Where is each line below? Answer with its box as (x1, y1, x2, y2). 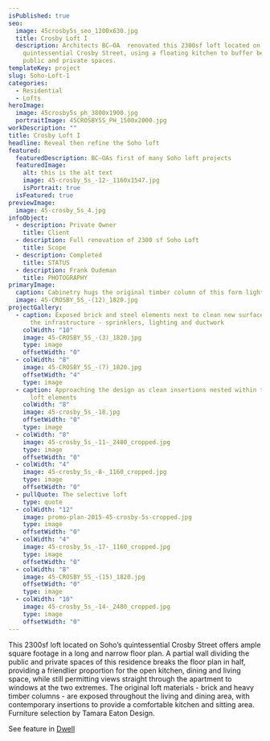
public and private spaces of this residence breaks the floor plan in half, (8, 657, 246, 666)
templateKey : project (8, 64, 81, 72)
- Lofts (15, 94, 42, 102)
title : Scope (22, 244, 67, 252)
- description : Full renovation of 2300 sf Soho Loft (15, 237, 199, 245)
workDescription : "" (8, 124, 78, 132)
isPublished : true (8, 11, 70, 20)
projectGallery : (8, 303, 63, 311)
